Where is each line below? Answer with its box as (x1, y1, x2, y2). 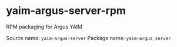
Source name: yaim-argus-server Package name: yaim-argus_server (6, 34, 172, 41)
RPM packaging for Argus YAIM (6, 23, 83, 30)
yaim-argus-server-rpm (6, 4, 126, 17)
